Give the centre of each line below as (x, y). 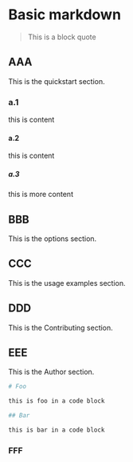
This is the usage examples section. (67, 283)
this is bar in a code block (57, 430)
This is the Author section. (51, 372)
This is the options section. (53, 239)
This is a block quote (62, 37)
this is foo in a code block (57, 401)
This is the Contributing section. (61, 327)
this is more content (41, 195)
